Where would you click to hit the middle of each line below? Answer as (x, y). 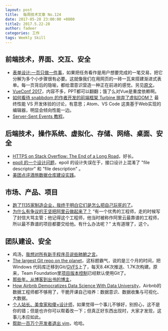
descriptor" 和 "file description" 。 (48, 169)
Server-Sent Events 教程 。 (40, 116)
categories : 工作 (22, 33)
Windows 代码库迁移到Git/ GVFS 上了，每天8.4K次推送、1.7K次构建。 (83, 267)
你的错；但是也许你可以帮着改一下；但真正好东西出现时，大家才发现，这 (87, 311)
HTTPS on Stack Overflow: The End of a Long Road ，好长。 (74, 156)
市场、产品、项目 (31, 192)
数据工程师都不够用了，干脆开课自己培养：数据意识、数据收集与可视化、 (87, 292)
